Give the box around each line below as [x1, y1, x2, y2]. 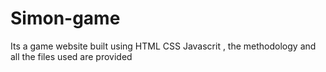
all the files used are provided [10, 50, 133, 62]
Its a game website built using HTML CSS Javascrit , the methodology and [10, 40, 317, 52]
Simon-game [10, 7, 121, 30]
